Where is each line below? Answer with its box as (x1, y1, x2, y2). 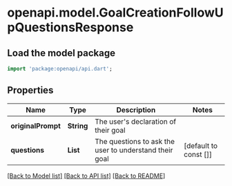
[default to (184, 140, 218, 150)
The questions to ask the (94, 136, 175, 146)
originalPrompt (10, 121, 61, 131)
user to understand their (94, 145, 173, 155)
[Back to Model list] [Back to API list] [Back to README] (7, 171, 166, 180)
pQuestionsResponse (7, 19, 134, 35)
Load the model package (7, 47, 116, 59)
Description (116, 105, 156, 115)
